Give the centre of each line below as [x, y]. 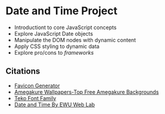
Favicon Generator [37, 85]
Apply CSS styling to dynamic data [57, 46]
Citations [23, 72]
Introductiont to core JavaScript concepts [65, 27]
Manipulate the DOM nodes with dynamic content [75, 40]
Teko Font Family [35, 98]
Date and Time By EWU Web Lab [55, 104]
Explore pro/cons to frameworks [54, 52]
